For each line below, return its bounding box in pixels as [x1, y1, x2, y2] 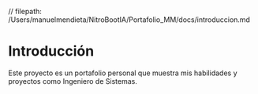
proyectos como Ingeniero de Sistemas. [8, 76, 138, 85]
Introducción [8, 42, 95, 60]
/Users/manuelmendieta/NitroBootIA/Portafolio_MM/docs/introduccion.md [8, 15, 251, 24]
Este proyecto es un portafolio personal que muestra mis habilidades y [8, 68, 238, 78]
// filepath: [8, 7, 42, 16]
